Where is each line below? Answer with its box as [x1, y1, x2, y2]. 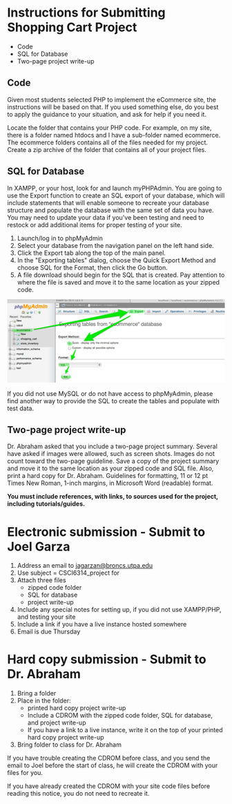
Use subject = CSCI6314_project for [17, 568, 119, 577]
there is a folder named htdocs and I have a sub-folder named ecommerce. [7, 131, 221, 139]
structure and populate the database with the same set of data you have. [7, 206, 214, 214]
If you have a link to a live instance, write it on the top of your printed [27, 726, 223, 734]
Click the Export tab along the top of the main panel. [17, 249, 166, 257]
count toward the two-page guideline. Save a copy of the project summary [7, 457, 220, 466]
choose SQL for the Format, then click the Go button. [17, 263, 168, 271]
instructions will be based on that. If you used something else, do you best [7, 102, 219, 111]
